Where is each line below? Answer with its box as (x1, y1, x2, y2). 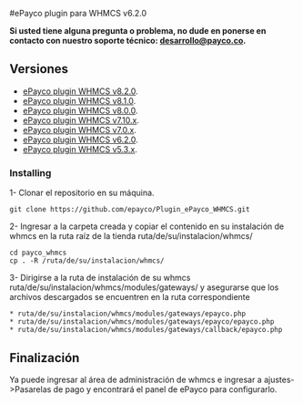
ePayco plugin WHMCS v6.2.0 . (22, 134, 138, 145)
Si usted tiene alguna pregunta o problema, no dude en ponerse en (9, 26, 267, 36)
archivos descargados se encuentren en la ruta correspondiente (9, 292, 250, 303)
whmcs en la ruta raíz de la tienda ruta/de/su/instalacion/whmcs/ (9, 231, 253, 242)
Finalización (9, 350, 80, 366)
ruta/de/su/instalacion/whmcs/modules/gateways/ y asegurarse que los (9, 282, 279, 293)
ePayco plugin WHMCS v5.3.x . (22, 143, 138, 154)
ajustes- (263, 374, 295, 385)
